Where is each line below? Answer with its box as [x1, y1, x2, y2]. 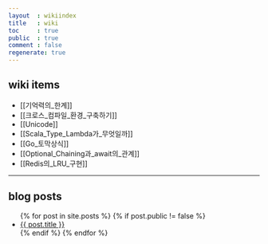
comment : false [8, 41, 62, 49]
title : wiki [8, 19, 59, 27]
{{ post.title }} [19, 219, 65, 229]
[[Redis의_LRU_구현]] [19, 159, 88, 168]
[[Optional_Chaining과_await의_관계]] [19, 148, 140, 158]
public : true [8, 33, 59, 42]
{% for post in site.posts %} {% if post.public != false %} [19, 211, 206, 220]
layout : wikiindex [8, 11, 77, 20]
